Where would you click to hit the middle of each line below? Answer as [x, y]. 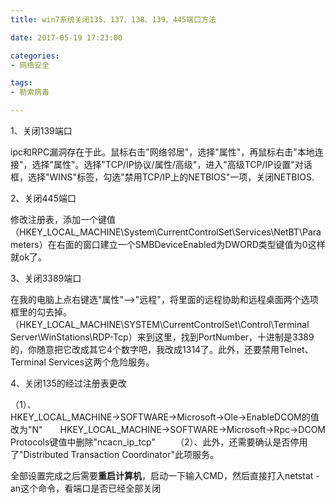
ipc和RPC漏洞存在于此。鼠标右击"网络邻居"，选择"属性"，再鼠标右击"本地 [162, 152]
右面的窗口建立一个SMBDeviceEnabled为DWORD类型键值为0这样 [191, 244]
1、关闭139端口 [41, 130]
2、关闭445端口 [43, 198]
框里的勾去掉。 [39, 312]
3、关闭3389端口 [46, 278]
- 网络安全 [30, 65]
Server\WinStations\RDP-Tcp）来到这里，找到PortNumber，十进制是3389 [162, 337]
